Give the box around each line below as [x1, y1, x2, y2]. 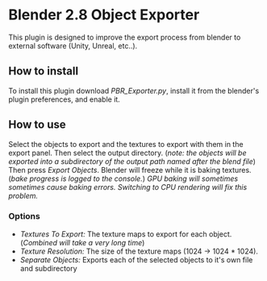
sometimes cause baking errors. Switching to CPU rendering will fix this [8, 182, 248, 191]
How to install [8, 65, 79, 78]
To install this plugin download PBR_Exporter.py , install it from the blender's [8, 86, 260, 95]
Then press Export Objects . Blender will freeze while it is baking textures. [8, 165, 252, 174]
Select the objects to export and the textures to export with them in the [8, 139, 244, 149]
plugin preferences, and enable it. [8, 94, 121, 104]
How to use [8, 118, 66, 132]
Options [8, 211, 40, 222]
